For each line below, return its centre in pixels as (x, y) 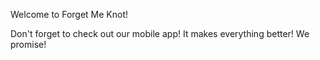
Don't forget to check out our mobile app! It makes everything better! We (160, 33)
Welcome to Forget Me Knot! (69, 14)
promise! (28, 44)
